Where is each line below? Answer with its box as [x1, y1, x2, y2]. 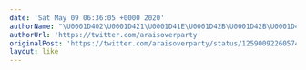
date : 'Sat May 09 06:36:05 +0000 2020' [9, 13, 166, 23]
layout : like [9, 47, 59, 56]
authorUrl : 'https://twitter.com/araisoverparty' [9, 30, 202, 39]
